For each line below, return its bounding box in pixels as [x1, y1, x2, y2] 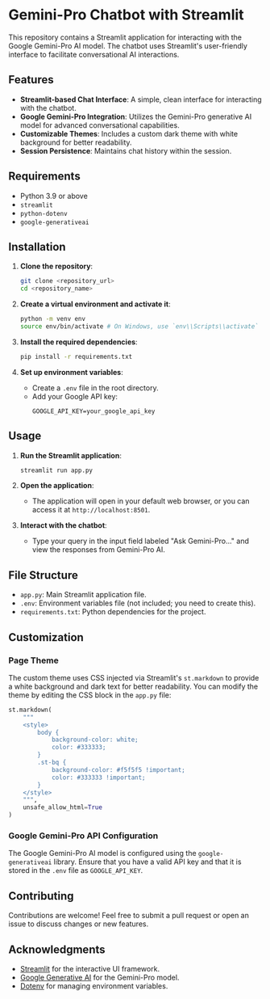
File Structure [8, 568, 78, 582]
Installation [8, 240, 66, 254]
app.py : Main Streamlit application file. [19, 590, 147, 600]
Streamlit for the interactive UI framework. [19, 963, 160, 973]
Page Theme [8, 655, 59, 666]
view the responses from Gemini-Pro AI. [31, 545, 165, 554]
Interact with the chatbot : [19, 521, 107, 530]
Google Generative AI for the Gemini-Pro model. [19, 972, 180, 982]
